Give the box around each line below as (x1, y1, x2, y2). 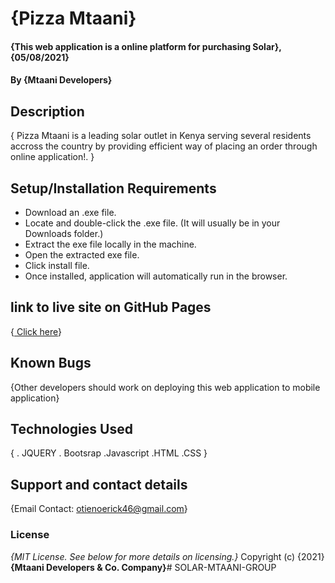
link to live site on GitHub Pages (10, 299, 212, 316)
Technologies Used (10, 421, 133, 438)
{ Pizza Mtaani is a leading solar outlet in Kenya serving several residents (10, 130, 312, 142)
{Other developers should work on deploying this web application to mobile (10, 381, 321, 393)
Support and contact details (10, 476, 188, 493)
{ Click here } (10, 325, 62, 337)
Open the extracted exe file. (24, 249, 140, 261)
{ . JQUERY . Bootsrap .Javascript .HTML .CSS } (10, 447, 208, 459)
